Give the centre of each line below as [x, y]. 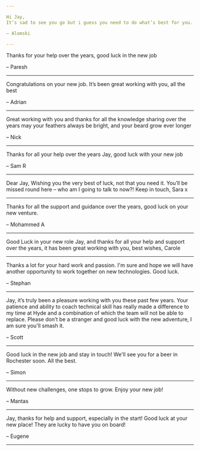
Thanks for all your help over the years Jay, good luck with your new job [95, 154]
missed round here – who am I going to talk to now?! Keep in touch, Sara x [97, 189]
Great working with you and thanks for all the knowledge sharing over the [96, 119]
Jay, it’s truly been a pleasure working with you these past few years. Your [97, 300]
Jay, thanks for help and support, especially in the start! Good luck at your [97, 418]
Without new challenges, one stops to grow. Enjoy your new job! [85, 389]
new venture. [22, 213]
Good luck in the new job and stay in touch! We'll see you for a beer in [92, 355]
